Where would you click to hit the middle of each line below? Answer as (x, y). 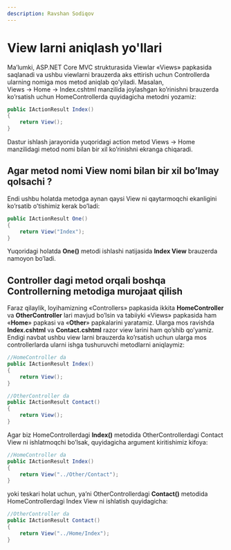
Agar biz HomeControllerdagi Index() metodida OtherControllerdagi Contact (115, 435)
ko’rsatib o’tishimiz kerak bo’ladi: (54, 206)
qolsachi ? (30, 182)
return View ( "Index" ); (52, 232)
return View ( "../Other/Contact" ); (69, 474)
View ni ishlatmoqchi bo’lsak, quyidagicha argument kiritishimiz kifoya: (108, 442)
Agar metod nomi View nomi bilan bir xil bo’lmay (113, 171)
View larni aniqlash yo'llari (85, 48)
